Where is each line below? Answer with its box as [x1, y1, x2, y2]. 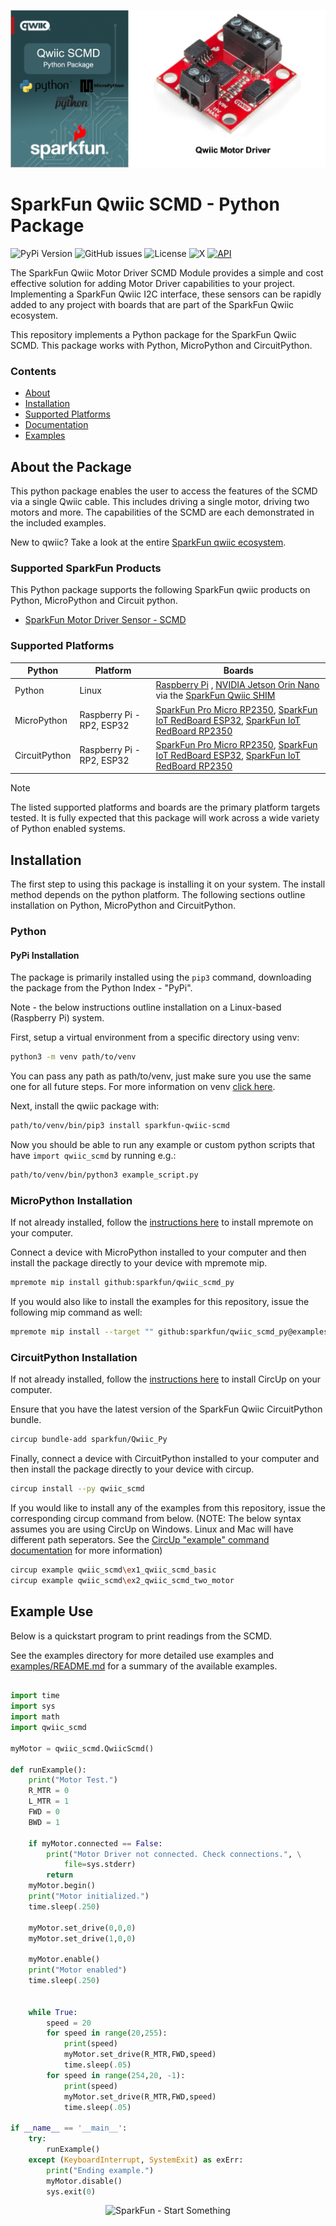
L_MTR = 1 [28, 1796, 70, 1807]
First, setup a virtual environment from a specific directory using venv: [10, 1031, 300, 1044]
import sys [10, 1701, 56, 1712]
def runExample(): [10, 1765, 87, 1775]
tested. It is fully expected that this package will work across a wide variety [10, 812, 320, 824]
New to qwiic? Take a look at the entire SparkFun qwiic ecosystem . [10, 536, 287, 549]
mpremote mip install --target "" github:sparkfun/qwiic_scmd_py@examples [10, 1327, 329, 1337]
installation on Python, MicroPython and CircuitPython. [10, 900, 236, 912]
